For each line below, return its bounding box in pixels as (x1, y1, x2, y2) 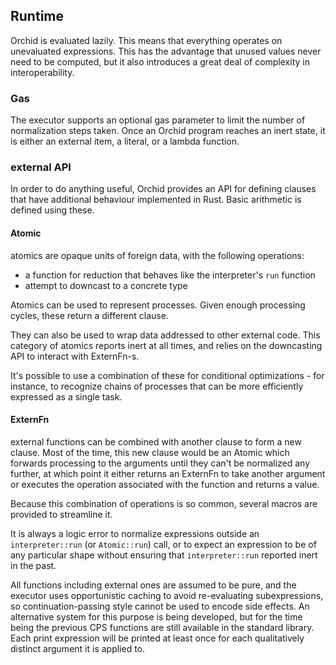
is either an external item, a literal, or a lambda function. (10, 135, 240, 148)
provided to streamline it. (10, 508, 113, 520)
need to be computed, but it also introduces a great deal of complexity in (10, 55, 310, 68)
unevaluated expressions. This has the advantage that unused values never (10, 45, 322, 57)
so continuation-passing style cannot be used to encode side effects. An (10, 600, 310, 612)
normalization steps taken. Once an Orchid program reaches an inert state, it (10, 125, 326, 137)
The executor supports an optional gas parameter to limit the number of (10, 114, 306, 126)
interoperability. (10, 66, 75, 78)
